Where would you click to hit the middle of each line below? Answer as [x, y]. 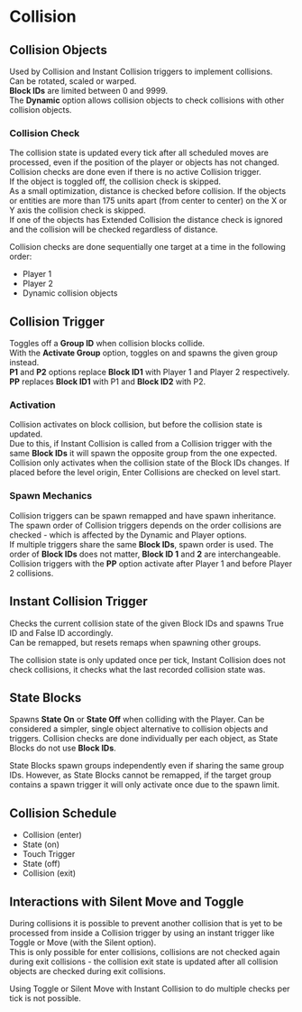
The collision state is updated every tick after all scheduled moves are [139, 153]
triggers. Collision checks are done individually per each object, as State [144, 739]
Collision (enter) [52, 835]
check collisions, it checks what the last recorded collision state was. [137, 669]
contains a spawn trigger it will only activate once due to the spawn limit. [145, 785]
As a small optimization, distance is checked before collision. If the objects [148, 191]
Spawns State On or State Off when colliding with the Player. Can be [137, 720]
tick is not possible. [45, 998]
